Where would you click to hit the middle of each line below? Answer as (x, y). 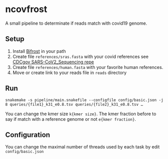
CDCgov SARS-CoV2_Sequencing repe (53, 62)
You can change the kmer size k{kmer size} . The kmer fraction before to (81, 114)
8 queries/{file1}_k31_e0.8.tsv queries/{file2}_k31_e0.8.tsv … (74, 104)
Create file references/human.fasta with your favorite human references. (88, 67)
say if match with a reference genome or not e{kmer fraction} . (71, 119)
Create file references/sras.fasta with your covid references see (80, 56)
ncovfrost (26, 9)
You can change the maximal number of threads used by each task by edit (82, 147)
